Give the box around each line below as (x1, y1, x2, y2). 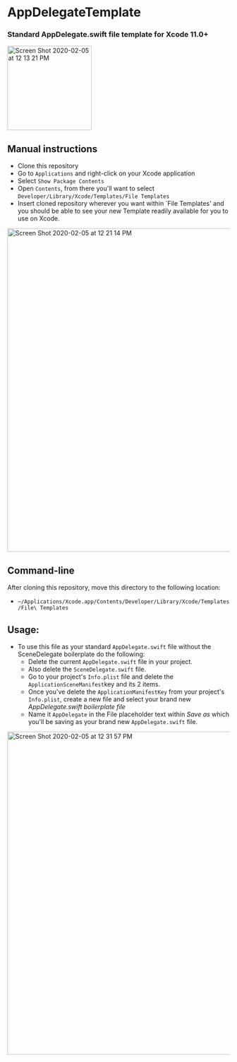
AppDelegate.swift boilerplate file (28, 702, 126, 711)
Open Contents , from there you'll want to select (17, 185, 155, 193)
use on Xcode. (17, 214, 60, 223)
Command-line (7, 564, 75, 576)
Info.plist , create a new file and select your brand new (28, 694, 192, 704)
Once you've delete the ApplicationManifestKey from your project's (28, 687, 225, 696)
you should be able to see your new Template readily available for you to (17, 206, 229, 216)
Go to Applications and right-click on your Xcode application (17, 169, 195, 177)
